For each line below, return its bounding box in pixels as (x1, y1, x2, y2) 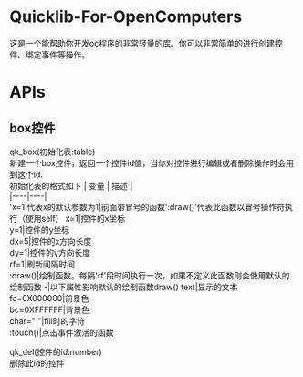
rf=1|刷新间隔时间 (9, 258, 76, 269)
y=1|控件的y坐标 (9, 224, 70, 235)
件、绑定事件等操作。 (9, 48, 89, 60)
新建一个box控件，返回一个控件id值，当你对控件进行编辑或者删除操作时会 (9, 157, 287, 168)
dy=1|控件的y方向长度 (9, 246, 91, 257)
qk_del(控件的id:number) (9, 346, 102, 357)
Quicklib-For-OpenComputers (9, 6, 243, 27)
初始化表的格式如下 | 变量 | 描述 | (9, 180, 133, 191)
